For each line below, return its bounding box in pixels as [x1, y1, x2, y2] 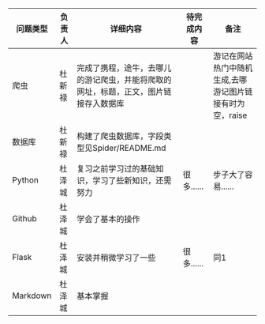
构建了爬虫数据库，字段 [76, 130, 164, 141]
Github [12, 213, 37, 224]
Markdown [12, 290, 52, 301]
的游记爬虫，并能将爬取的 [76, 74, 172, 85]
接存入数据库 [76, 98, 125, 109]
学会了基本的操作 [76, 213, 140, 224]
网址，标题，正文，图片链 [76, 86, 172, 97]
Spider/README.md [91, 142, 166, 153]
